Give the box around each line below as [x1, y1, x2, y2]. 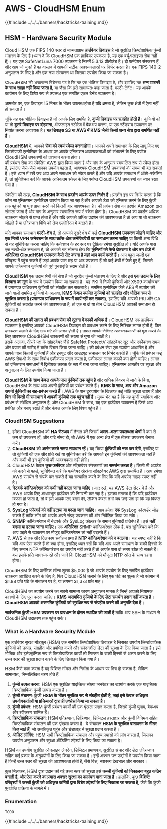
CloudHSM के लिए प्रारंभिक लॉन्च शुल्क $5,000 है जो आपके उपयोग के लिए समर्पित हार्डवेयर [5, 568, 153, 574]
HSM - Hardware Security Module [5, 34, 112, 42]
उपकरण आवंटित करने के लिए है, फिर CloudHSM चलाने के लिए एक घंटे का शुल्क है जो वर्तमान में [5, 573, 159, 579]
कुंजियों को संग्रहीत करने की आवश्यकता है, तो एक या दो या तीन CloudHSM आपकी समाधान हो [5, 301, 155, 307]
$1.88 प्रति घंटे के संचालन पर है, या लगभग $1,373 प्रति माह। [5, 579, 103, 584]
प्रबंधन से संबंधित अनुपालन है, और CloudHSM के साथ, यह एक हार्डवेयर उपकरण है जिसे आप [5, 399, 153, 405]
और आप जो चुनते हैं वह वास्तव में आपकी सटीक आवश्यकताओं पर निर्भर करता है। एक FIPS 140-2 [5, 64, 161, 70]
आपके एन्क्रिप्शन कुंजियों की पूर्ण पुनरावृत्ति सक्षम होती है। [5, 263, 91, 269]
